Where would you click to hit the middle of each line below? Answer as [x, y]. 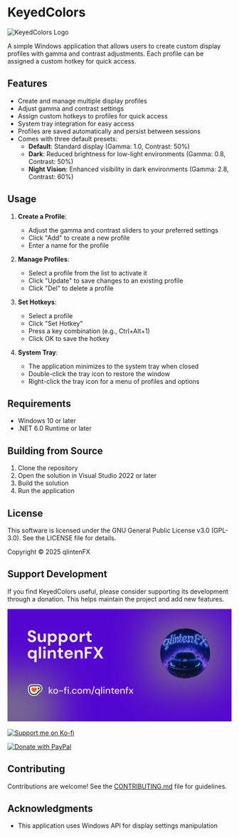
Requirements [39, 404]
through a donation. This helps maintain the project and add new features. [116, 599]
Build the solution [43, 483]
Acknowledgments [51, 809]
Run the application [46, 491]
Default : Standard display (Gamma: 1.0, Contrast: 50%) [109, 146]
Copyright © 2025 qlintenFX [49, 552]
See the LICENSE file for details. [69, 538]
